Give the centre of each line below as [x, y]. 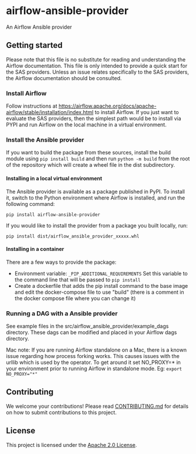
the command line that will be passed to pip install [78, 280]
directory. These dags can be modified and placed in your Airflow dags [92, 332]
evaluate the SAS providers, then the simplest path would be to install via [94, 119]
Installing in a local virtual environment [54, 178]
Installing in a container [35, 249]
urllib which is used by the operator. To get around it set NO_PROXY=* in [93, 362]
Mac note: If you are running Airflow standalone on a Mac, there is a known [96, 350]
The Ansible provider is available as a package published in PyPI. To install [95, 191]
